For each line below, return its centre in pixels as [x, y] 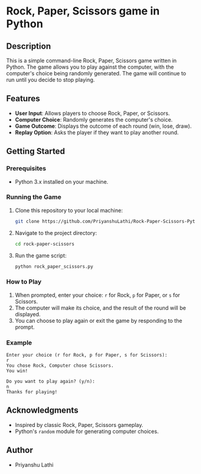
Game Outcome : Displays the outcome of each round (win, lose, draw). [103, 126]
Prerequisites [26, 169]
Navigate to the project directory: [56, 232]
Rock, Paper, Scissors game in [83, 11]
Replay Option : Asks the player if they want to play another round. [97, 132]
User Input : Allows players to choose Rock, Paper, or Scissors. [92, 113]
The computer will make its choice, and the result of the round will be [100, 308]
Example [19, 343]
